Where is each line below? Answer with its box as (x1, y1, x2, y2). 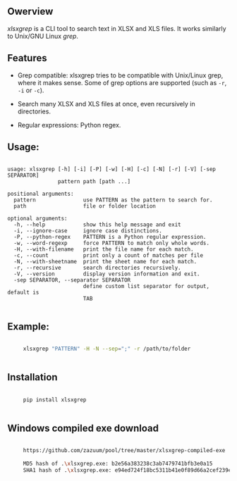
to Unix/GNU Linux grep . (7, 32, 79, 40)
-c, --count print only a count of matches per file (13, 252, 203, 259)
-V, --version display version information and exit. (13, 270, 200, 277)
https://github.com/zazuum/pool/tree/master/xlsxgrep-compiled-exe (23, 447, 226, 454)
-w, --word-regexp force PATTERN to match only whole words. (13, 239, 210, 247)
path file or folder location (13, 203, 157, 210)
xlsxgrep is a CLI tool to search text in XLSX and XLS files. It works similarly (7, 24, 227, 32)
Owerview (7, 6, 54, 18)
